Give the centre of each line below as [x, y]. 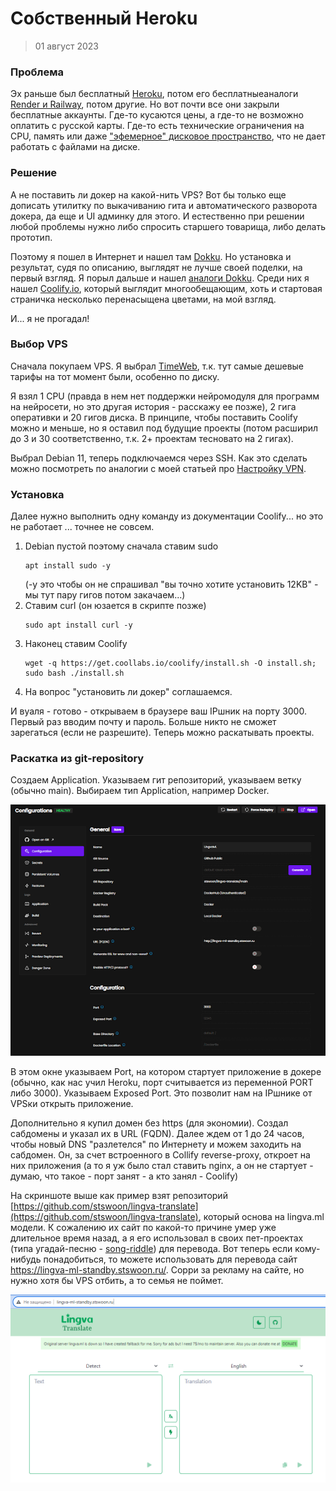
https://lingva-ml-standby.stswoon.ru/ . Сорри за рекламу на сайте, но [157, 1270]
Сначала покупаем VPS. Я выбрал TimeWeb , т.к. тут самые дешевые [157, 366]
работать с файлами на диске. [75, 147]
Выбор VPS [39, 344]
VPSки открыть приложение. [72, 1104]
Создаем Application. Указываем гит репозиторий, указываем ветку [156, 780]
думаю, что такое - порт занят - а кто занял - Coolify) [124, 1176]
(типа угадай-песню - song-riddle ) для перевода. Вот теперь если [151, 1249]
